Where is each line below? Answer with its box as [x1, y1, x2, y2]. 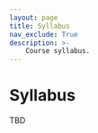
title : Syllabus [9, 22, 70, 31]
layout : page [9, 13, 58, 22]
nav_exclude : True [9, 30, 78, 39]
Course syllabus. [25, 47, 91, 56]
